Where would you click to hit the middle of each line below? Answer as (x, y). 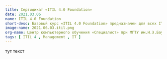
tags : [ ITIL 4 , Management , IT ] (43, 37)
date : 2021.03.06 (23, 14)
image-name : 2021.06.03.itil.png (40, 28)
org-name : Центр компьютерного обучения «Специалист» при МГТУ (72, 32)
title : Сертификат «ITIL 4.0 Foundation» (49, 10)
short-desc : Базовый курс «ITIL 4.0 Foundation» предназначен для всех (81, 23)
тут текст (15, 51)
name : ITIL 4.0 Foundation (33, 19)
